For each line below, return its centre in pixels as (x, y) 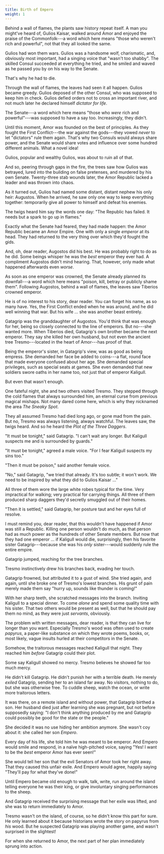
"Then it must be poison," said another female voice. (58, 465)
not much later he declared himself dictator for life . (56, 103)
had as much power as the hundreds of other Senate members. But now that (82, 534)
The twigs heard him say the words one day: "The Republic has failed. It (77, 212)
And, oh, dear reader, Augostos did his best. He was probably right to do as (81, 251)
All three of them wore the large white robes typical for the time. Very (75, 489)
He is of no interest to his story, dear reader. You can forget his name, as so (81, 301)
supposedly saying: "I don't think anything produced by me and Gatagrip (78, 712)
